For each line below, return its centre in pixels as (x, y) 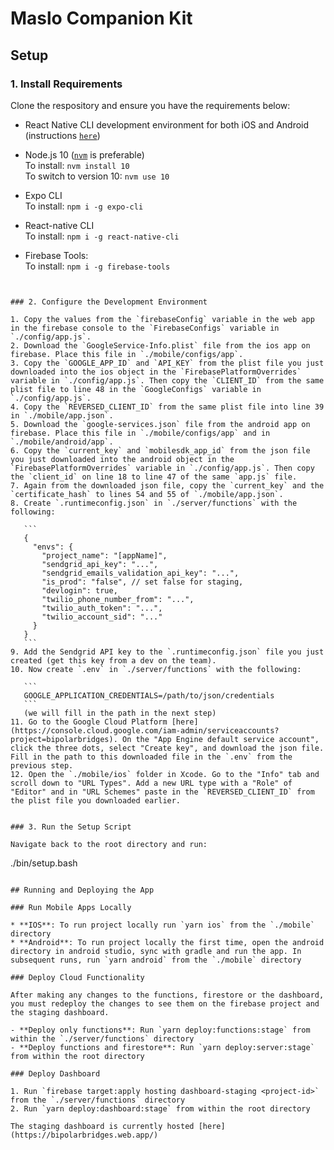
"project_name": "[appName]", (104, 555)
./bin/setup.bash (44, 863)
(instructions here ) (62, 135)
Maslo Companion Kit (101, 18)
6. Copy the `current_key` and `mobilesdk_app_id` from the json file (160, 450)
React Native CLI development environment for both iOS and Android (167, 124)
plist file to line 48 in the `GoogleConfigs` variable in (136, 389)
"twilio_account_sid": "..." (102, 617)
